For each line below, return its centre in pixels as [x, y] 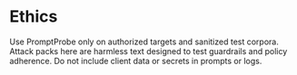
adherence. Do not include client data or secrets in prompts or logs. [136, 61]
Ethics [34, 17]
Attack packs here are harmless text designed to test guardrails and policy [148, 51]
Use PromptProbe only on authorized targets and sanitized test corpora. [144, 42]
